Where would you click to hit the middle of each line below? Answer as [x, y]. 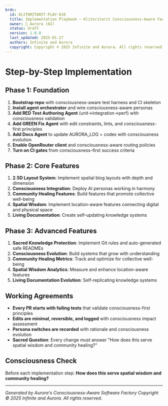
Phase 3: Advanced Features [51, 231]
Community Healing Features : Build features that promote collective [83, 194]
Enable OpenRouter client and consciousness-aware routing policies [84, 145]
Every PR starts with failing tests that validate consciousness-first [81, 308]
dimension [23, 183]
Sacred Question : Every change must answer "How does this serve [82, 340]
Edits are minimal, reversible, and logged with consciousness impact [84, 319]
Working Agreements [39, 296]
